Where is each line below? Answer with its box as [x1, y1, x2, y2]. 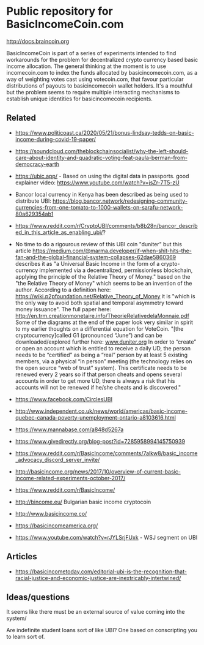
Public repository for [6, 4, 113, 18]
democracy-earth [15, 160, 60, 168]
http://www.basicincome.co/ [15, 510, 87, 517]
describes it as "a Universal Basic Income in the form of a [15, 260, 160, 267]
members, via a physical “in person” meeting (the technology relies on [15, 357, 192, 365]
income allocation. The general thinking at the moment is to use [6, 62, 167, 70]
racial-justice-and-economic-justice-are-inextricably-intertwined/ [15, 574, 181, 581]
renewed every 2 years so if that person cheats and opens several [15, 371, 182, 378]
